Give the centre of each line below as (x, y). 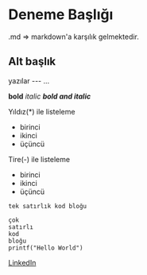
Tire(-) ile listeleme (39, 159)
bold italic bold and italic (50, 96)
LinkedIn (22, 262)
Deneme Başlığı (61, 15)
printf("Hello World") (46, 248)
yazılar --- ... (29, 80)
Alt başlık (32, 62)
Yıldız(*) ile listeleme (42, 111)
